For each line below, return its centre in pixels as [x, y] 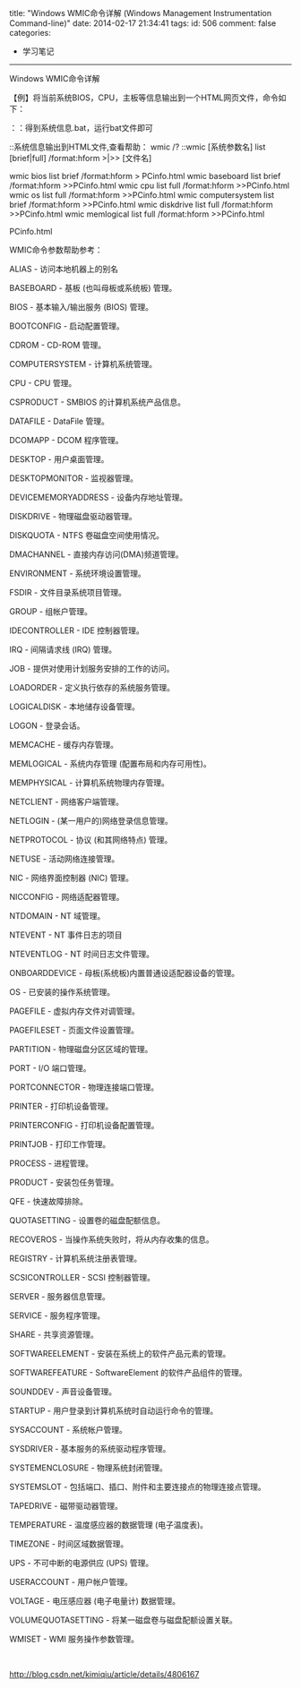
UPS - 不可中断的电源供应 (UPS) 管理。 [82, 1563]
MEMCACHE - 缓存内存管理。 [64, 745]
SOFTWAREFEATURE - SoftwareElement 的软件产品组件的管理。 [128, 1372]
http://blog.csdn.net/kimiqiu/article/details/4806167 [104, 1674]
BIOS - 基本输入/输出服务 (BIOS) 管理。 [82, 307]
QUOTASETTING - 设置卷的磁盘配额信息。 [87, 1220]
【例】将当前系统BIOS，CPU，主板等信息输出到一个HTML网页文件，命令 [144, 98]
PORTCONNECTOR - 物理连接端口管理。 [84, 1087]
